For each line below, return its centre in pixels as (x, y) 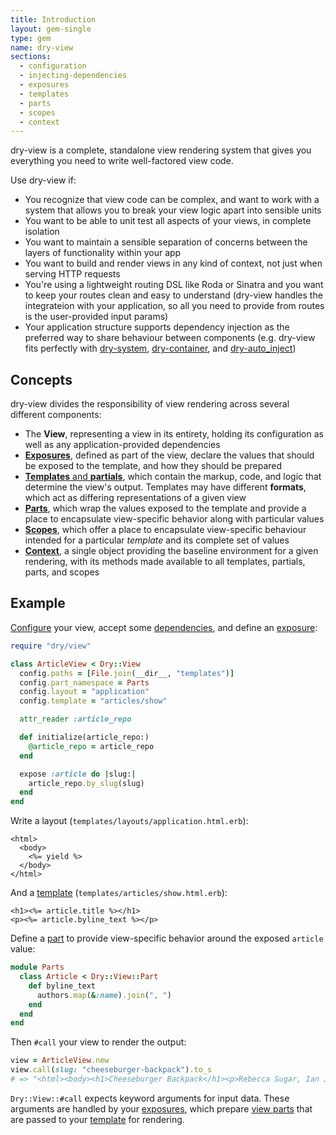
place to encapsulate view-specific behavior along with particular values (174, 519)
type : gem (31, 38)
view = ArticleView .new (60, 1061)
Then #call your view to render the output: (98, 1042)
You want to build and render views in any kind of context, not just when (173, 263)
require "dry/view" (51, 646)
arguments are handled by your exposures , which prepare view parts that (161, 1108)
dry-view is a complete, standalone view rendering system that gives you (161, 150)
